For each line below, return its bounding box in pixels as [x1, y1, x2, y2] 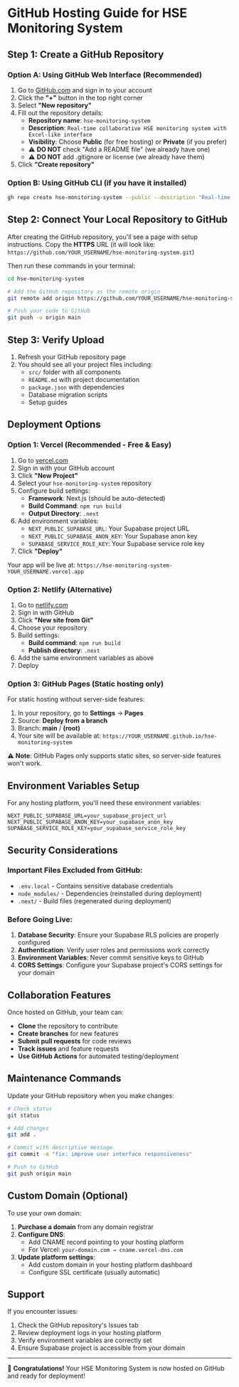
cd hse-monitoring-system [7, 275, 84, 282]
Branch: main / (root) [17, 724, 80, 733]
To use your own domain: [7, 1208, 82, 1217]
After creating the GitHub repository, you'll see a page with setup [7, 233, 198, 241]
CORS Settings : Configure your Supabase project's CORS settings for [17, 961, 223, 969]
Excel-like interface [28, 131, 92, 138]
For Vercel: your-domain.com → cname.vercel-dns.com [28, 1245, 184, 1253]
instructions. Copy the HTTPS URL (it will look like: [7, 240, 156, 248]
